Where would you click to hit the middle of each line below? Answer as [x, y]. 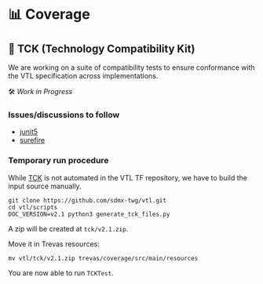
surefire [32, 140]
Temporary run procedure [58, 161]
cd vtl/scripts [33, 207]
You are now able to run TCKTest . [61, 273]
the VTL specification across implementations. [83, 76]
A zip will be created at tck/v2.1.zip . [68, 228]
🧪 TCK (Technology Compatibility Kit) [102, 48]
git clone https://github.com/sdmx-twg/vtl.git [88, 200]
